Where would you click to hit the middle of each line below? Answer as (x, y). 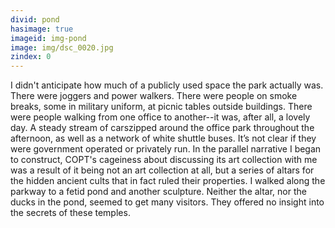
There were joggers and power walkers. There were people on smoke (154, 96)
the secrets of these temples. (70, 213)
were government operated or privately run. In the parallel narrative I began (166, 149)
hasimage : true (42, 29)
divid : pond (35, 19)
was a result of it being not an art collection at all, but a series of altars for (162, 170)
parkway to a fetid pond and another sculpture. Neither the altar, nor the (158, 192)
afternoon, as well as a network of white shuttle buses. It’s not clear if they (163, 138)
